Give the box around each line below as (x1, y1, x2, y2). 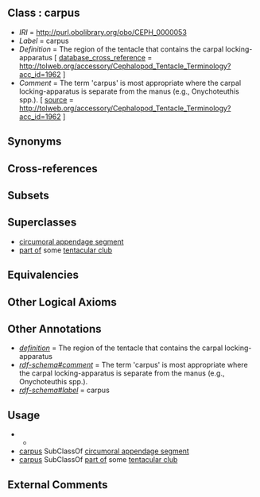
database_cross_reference (58, 52, 146, 62)
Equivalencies (7, 268, 79, 282)
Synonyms (7, 135, 62, 148)
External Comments (7, 478, 108, 491)
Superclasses (7, 216, 77, 229)
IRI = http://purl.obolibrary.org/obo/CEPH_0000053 (18, 27, 188, 37)
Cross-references (7, 162, 99, 175)
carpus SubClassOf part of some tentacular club (18, 455, 178, 464)
